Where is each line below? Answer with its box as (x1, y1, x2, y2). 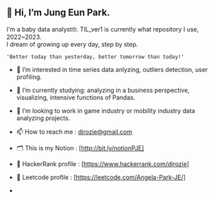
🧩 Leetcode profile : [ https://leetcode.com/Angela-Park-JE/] (16, 173, 186, 181)
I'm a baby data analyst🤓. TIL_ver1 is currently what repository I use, (6, 25, 199, 33)
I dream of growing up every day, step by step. (6, 40, 138, 48)
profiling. (16, 73, 42, 81)
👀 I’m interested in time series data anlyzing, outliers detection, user (16, 65, 208, 73)
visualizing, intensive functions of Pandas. (16, 93, 136, 102)
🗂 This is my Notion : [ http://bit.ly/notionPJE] (16, 143, 144, 152)
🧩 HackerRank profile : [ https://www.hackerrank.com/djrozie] (16, 159, 190, 168)
